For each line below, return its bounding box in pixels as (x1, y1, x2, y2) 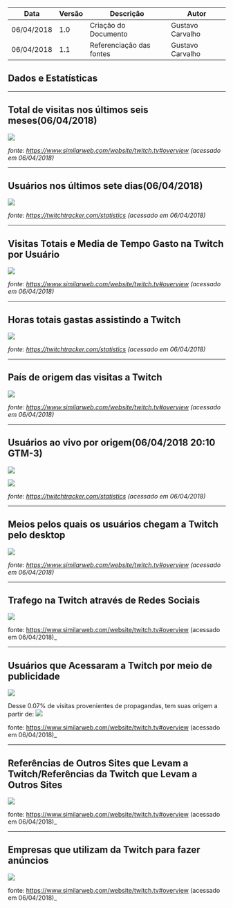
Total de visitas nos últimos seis (8, 104, 149, 116)
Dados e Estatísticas (8, 73, 98, 84)
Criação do (89, 21, 126, 30)
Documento (89, 29, 128, 39)
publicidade (8, 670, 61, 682)
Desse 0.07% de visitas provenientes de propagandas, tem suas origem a (8, 702, 218, 710)
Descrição (110, 9, 145, 18)
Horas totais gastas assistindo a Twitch (8, 314, 181, 326)
